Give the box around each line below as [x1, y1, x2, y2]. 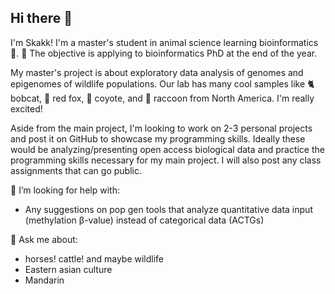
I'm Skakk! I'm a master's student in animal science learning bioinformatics [10, 36, 319, 48]
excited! [10, 102, 43, 115]
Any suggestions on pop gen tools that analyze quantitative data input [24, 203, 313, 215]
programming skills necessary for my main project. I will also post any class [10, 154, 322, 166]
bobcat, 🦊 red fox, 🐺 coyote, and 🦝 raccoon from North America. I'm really [10, 92, 315, 104]
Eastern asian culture [24, 263, 113, 275]
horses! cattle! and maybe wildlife [24, 252, 165, 265]
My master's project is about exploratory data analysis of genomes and [10, 66, 304, 78]
